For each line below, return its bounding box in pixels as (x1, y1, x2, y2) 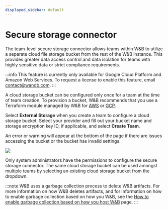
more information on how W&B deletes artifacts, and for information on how (5, 188, 162, 194)
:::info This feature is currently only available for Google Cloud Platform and (5, 71, 162, 77)
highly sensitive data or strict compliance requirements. (5, 61, 121, 68)
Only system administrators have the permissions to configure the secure (5, 157, 157, 163)
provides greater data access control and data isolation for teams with (5, 56, 151, 62)
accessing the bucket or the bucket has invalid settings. (5, 138, 121, 144)
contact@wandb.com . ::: (5, 82, 56, 88)
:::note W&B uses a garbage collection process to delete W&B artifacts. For (5, 183, 160, 189)
